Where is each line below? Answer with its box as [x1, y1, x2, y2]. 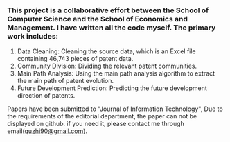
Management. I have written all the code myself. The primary [7, 23, 216, 33]
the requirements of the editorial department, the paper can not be [7, 112, 197, 121]
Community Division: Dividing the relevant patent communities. [17, 62, 197, 71]
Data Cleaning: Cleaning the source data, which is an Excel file [17, 47, 196, 55]
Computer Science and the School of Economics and [7, 14, 188, 24]
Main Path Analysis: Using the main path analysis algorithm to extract [17, 69, 215, 78]
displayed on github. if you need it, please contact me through [7, 120, 185, 128]
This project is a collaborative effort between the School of [7, 6, 209, 15]
